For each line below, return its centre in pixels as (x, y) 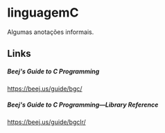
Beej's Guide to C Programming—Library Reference (83, 105)
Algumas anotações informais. (51, 32)
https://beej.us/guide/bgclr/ (46, 122)
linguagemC (43, 13)
